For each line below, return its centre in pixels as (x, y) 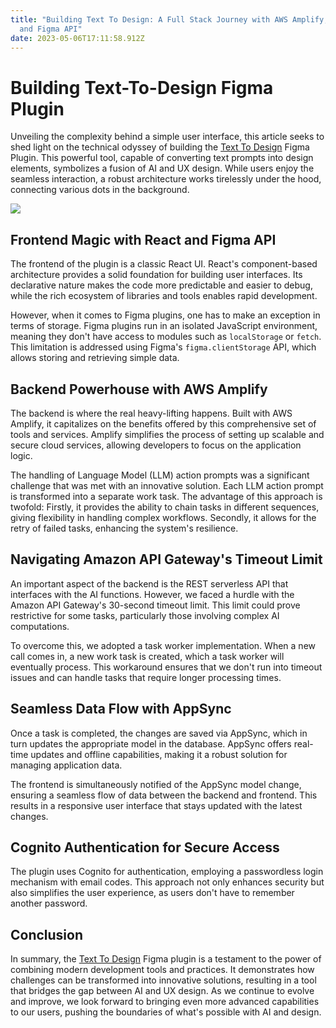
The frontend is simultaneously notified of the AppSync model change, (156, 784)
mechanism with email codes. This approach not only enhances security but (167, 882)
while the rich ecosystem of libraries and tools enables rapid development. (164, 296)
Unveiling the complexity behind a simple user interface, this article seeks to (167, 137)
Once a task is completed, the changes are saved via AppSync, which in (159, 733)
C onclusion (47, 934)
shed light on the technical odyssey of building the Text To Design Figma (160, 147)
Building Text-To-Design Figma (142, 87)
